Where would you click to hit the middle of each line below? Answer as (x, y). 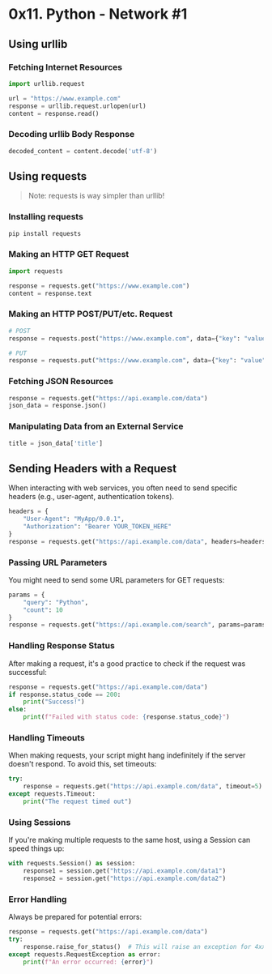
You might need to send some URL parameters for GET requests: (117, 579)
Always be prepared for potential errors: (75, 917)
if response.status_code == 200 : (65, 694)
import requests (36, 271)
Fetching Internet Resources (66, 67)
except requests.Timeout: (52, 794)
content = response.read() (54, 113)
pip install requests (45, 233)
